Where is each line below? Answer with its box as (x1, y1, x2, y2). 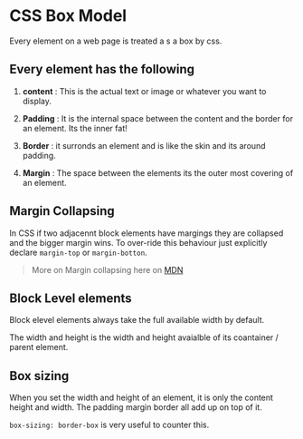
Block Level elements (9, 290, 133, 306)
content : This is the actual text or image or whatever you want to (22, 85, 267, 96)
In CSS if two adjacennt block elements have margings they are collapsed (9, 228, 284, 239)
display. (22, 95, 52, 106)
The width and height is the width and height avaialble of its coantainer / (9, 332, 279, 343)
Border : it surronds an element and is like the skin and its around (22, 140, 266, 151)
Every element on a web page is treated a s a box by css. (9, 35, 223, 46)
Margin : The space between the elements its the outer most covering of (22, 167, 294, 178)
